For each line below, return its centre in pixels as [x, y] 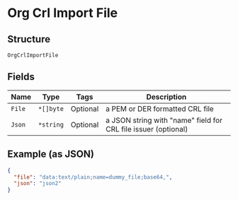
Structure [29, 39]
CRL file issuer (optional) [147, 129]
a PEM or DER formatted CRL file [159, 109]
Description [166, 97]
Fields [21, 77]
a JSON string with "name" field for [164, 120]
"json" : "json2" [38, 184]
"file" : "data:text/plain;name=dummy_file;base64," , [93, 177]
